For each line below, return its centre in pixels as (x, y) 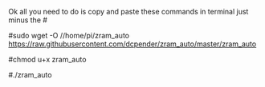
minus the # (28, 20)
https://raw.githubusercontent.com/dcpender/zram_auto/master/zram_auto (132, 44)
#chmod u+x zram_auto (47, 59)
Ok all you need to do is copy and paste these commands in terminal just (128, 12)
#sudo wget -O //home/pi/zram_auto (69, 36)
